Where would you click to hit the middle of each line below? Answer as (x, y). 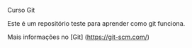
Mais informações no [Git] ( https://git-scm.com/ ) (79, 37)
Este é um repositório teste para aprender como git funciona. (96, 23)
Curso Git (21, 10)
